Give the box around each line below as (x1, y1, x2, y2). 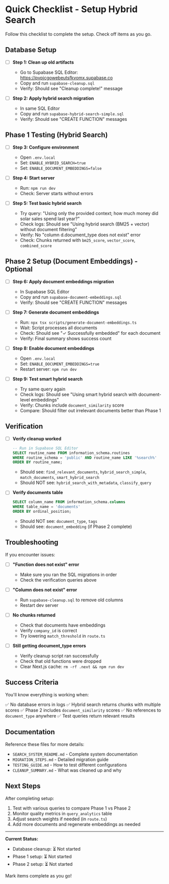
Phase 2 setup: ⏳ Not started (12, 861, 73, 867)
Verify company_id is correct (20, 628, 77, 633)
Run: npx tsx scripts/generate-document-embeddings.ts (20, 319, 137, 325)
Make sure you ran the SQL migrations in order (20, 571, 117, 578)
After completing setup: (5, 795, 54, 801)
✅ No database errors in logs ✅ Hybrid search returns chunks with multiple (5, 701, 161, 708)
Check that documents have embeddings (20, 622, 106, 628)
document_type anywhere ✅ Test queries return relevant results (5, 713, 135, 719)
